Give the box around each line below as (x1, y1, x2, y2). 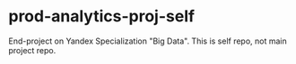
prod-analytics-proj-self (8, 6, 195, 27)
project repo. (8, 44, 57, 55)
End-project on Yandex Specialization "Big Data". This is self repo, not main (8, 36, 288, 46)
